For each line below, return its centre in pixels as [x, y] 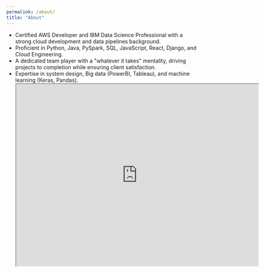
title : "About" [25, 18]
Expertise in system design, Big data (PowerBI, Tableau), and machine [102, 73]
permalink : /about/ [31, 12]
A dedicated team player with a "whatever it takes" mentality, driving [100, 61]
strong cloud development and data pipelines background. [88, 41]
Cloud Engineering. [39, 54]
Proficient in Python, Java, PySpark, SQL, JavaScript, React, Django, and [106, 48]
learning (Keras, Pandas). [47, 80]
